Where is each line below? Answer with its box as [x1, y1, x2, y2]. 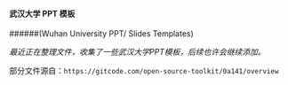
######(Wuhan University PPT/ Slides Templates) [9, 28, 194, 39]
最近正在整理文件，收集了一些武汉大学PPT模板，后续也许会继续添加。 [9, 47, 266, 58]
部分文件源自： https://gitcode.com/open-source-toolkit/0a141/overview [9, 66, 279, 76]
